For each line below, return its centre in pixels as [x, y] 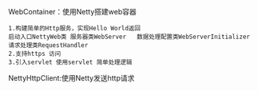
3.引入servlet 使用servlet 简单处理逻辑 [70, 62]
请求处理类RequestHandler [48, 45]
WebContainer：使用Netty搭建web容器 [73, 12]
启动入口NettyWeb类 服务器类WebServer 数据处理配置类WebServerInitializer [129, 37]
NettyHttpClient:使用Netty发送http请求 [71, 78]
